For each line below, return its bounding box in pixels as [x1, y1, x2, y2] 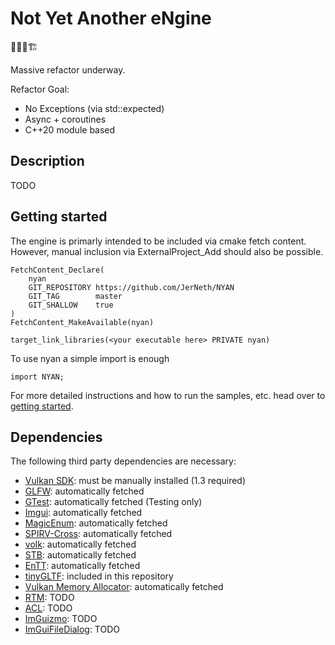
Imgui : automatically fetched [24, 507, 143, 519]
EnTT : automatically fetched [24, 560, 141, 572]
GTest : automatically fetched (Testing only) [24, 496, 203, 508]
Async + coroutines [24, 113, 107, 125]
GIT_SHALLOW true [28, 300, 114, 310]
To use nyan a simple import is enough [10, 352, 170, 364]
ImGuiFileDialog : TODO [24, 623, 120, 636]
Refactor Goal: [10, 83, 70, 95]
